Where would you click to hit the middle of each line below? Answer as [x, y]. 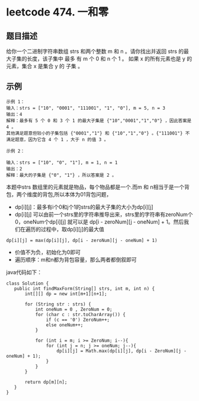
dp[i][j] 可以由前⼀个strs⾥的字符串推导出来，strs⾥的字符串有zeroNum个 [104, 214]
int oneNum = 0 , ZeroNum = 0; [74, 309]
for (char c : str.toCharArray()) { [81, 314]
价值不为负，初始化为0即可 [48, 252]
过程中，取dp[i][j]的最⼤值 [73, 229]
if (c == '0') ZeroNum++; [78, 320]
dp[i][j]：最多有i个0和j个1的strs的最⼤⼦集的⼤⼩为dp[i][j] [84, 207]
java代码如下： [24, 272]
